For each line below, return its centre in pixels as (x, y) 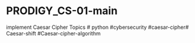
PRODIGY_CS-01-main (62, 11)
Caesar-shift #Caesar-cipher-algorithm (54, 33)
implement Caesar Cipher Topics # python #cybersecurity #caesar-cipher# (97, 27)
